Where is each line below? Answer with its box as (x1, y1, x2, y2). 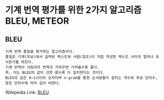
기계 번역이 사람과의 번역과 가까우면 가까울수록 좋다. (5, 65, 100, 70)
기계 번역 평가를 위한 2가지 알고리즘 (5, 4, 142, 16)
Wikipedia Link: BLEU (5, 90, 49, 95)
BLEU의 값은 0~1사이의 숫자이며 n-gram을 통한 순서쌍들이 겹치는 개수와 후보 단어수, (5, 75, 158, 80)
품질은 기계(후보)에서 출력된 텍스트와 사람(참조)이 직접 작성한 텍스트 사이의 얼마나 (5, 54, 154, 59)
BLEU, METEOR (5, 15, 69, 27)
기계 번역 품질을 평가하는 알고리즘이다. (5, 49, 75, 54)
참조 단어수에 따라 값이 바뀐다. (5, 81, 61, 86)
